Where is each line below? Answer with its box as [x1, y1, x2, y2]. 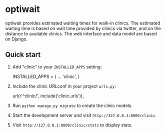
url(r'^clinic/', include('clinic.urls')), [12, 92, 84, 98]
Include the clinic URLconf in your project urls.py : [12, 83, 116, 89]
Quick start [5, 50, 41, 59]
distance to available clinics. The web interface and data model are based [5, 30, 157, 36]
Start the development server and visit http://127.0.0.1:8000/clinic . [12, 112, 156, 118]
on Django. [5, 36, 28, 42]
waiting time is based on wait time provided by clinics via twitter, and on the [5, 25, 161, 31]
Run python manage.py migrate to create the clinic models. [12, 102, 133, 108]
